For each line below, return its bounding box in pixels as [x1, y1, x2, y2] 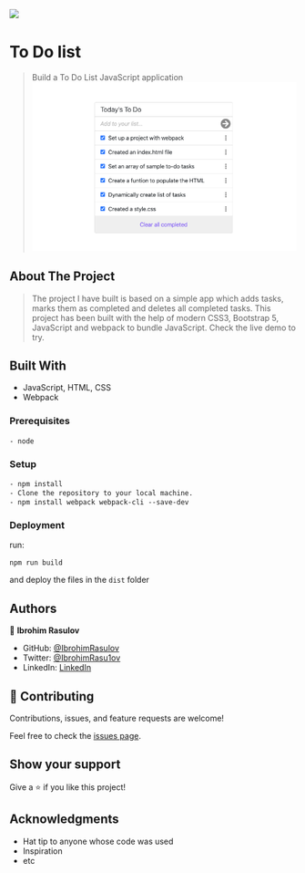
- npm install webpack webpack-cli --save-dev [9, 498, 189, 507]
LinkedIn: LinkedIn [22, 662, 92, 673]
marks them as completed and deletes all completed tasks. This [31, 302, 271, 314]
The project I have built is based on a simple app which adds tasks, [31, 293, 284, 304]
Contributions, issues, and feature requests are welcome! [9, 712, 225, 723]
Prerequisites [9, 415, 70, 428]
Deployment [9, 518, 66, 531]
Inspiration [22, 845, 63, 857]
